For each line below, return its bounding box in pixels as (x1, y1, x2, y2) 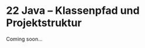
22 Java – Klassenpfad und (6, 4, 140, 17)
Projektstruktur (6, 16, 82, 29)
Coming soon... (6, 35, 43, 42)
